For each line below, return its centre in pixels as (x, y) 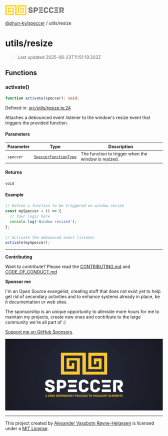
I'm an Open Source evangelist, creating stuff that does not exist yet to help (83, 291)
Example (14, 194)
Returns (14, 172)
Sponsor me (18, 281)
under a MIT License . (27, 428)
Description (121, 146)
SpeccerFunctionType (55, 157)
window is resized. (100, 159)
